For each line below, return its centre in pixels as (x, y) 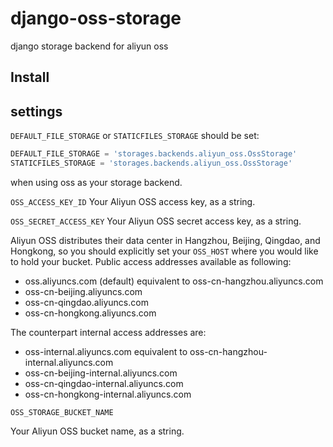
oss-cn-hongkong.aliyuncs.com (90, 313)
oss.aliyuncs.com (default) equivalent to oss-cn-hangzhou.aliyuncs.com (174, 281)
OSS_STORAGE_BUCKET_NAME (62, 412)
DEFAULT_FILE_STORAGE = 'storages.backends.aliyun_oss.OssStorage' (154, 154)
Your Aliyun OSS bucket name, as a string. (97, 431)
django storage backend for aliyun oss (89, 46)
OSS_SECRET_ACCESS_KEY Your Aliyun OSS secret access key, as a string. (156, 221)
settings (36, 111)
